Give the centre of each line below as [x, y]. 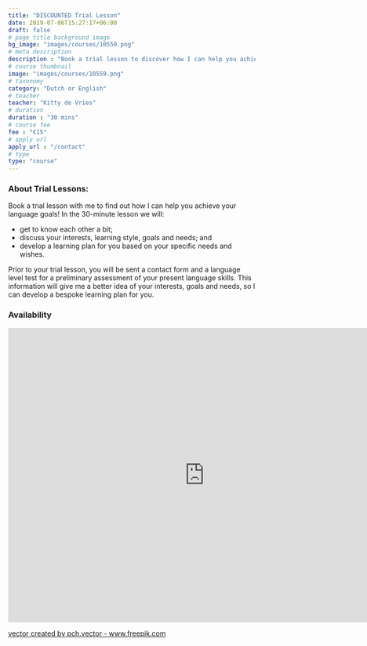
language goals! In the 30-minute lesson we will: [86, 214]
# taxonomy [26, 81]
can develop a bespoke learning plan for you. [81, 294]
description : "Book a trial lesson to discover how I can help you [122, 60]
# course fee [29, 125]
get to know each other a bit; [66, 229]
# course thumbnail [40, 67]
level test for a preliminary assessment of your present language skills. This [130, 278]
